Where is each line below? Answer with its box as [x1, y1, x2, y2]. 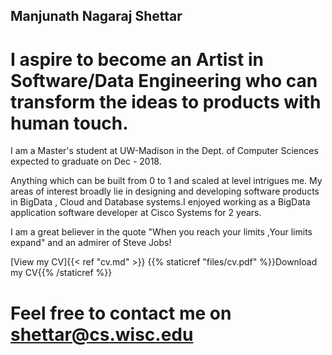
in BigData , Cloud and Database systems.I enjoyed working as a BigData [10, 196, 311, 208]
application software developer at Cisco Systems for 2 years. [10, 207, 262, 219]
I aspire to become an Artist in [10, 48, 264, 71]
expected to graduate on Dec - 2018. [10, 155, 162, 168]
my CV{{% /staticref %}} [10, 267, 113, 279]
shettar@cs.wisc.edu [10, 323, 194, 346]
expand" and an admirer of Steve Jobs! [10, 237, 172, 249]
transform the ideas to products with [10, 90, 322, 113]
